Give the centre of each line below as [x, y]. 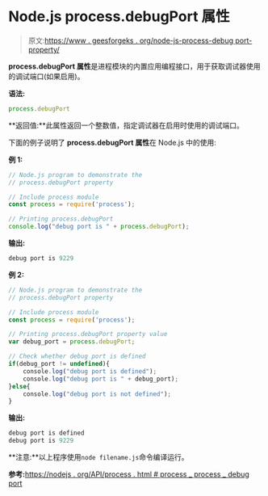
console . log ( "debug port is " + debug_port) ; [101, 379]
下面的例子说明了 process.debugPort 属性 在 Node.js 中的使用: [112, 142]
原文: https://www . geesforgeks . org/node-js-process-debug [131, 40]
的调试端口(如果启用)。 [46, 76]
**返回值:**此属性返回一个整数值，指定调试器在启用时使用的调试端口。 [126, 125]
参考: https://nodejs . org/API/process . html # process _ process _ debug [129, 474]
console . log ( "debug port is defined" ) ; [90, 371]
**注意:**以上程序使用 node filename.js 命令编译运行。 [98, 457]
